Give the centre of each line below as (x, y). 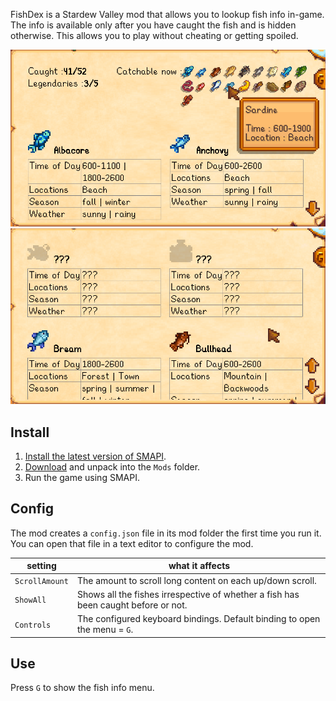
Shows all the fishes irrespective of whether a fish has (188, 594)
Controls (33, 625)
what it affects (199, 566)
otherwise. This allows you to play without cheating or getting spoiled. (154, 35)
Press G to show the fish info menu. (82, 688)
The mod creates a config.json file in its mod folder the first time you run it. (166, 533)
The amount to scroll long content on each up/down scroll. (196, 580)
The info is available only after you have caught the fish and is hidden (153, 25)
